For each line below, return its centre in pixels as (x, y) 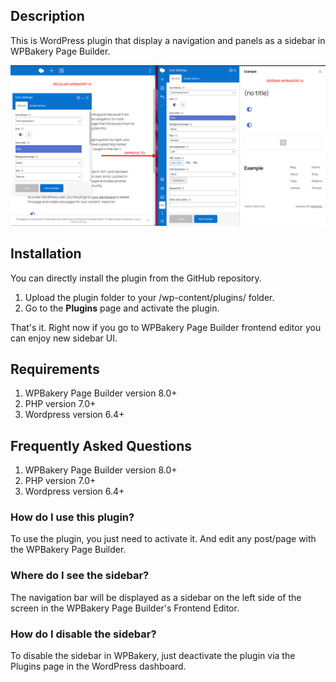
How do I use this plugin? (72, 517)
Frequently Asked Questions (101, 445)
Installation (46, 254)
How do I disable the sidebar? (83, 634)
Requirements (55, 369)
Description (47, 16)
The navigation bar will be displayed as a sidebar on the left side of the (156, 597)
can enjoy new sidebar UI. (64, 338)
